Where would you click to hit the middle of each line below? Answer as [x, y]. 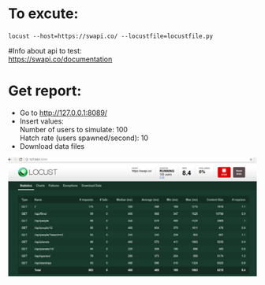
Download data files [52, 146]
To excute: [43, 14]
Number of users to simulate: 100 [74, 129]
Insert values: [42, 121]
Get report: [45, 91]
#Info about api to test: [45, 50]
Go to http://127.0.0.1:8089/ [63, 113]
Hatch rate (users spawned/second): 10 [84, 138]
